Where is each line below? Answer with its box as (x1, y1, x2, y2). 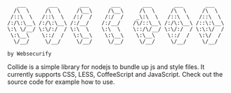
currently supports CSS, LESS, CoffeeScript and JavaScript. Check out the (7, 70, 223, 78)
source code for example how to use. (7, 77, 115, 86)
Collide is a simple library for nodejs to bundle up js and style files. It (7, 63, 205, 71)
